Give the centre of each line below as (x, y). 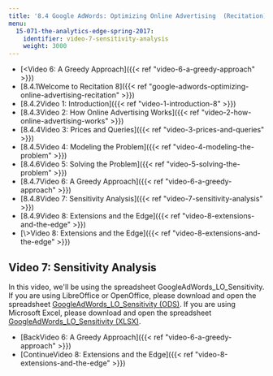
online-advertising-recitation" (70, 95)
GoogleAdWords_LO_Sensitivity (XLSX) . (75, 321)
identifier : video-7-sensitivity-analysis (96, 39)
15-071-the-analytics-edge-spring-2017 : (85, 31)
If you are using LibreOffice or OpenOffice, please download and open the (132, 295)
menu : (17, 24)
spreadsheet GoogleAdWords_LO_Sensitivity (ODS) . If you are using (122, 304)
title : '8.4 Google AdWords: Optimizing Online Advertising (113, 16)
